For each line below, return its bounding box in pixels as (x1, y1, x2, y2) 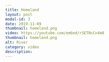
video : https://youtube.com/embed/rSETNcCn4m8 (5, 30, 104, 35)
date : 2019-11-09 (5, 21, 42, 26)
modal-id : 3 (5, 16, 30, 21)
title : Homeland (5, 7, 39, 12)
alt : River (5, 40, 28, 45)
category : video (5, 44, 39, 49)
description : (5, 49, 33, 54)
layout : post (5, 12, 33, 17)
